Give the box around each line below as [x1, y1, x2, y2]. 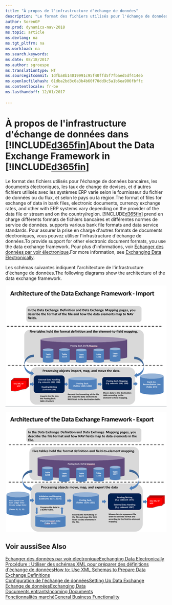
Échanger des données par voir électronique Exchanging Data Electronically [5, 556, 165, 562]
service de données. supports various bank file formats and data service [5, 221, 159, 228]
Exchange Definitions [5, 572, 50, 578]
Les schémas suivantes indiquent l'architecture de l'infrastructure [5, 264, 144, 270]
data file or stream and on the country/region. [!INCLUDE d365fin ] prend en [5, 211, 163, 217]
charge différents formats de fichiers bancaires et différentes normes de [5, 216, 158, 223]
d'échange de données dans [5, 128, 129, 140]
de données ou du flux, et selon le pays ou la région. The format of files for [5, 194, 162, 200]
